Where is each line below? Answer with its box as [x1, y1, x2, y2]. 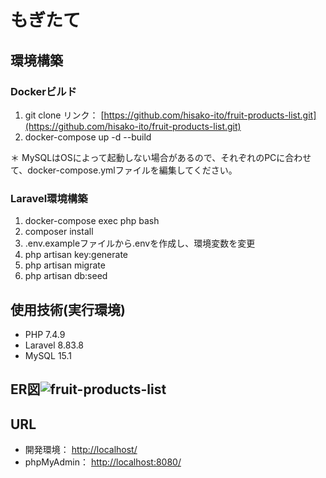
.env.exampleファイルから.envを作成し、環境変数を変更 [24, 237, 256, 250]
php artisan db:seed [24, 270, 108, 282]
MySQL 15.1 [24, 349, 73, 361]
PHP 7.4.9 [24, 328, 66, 340]
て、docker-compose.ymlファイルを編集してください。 [10, 164, 238, 176]
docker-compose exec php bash [24, 215, 160, 227]
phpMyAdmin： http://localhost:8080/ [24, 456, 182, 468]
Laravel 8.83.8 [24, 339, 85, 351]
